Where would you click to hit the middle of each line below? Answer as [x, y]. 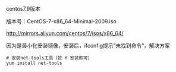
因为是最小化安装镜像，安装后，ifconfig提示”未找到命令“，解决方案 [88, 46]
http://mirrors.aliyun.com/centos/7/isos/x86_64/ [65, 33]
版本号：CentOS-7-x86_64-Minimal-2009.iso [62, 21]
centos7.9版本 [23, 9]
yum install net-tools [34, 63]
